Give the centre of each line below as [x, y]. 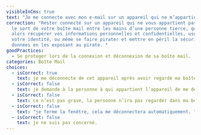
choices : [17, 67]
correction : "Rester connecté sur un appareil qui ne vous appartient [96, 23]
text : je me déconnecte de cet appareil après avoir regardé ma [99, 78]
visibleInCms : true [31, 12]
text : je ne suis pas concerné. [57, 123]
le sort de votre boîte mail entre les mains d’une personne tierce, [100, 28]
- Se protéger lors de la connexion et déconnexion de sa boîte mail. [101, 56]
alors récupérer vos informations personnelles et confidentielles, [99, 34]
